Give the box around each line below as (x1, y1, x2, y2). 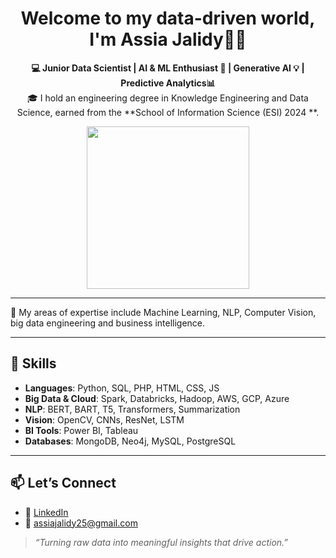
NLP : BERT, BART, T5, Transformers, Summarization (24, 403, 241, 415)
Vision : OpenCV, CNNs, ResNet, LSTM (24, 413, 185, 426)
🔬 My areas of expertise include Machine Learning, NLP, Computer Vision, (10, 306, 317, 318)
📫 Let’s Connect (10, 475, 117, 492)
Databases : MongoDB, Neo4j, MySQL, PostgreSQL (24, 435, 237, 447)
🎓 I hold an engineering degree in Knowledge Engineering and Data (27, 92, 309, 104)
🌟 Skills (10, 355, 57, 372)
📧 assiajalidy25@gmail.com (24, 517, 138, 529)
